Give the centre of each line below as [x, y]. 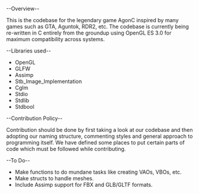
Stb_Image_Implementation [48, 81]
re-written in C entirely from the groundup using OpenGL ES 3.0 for [89, 33]
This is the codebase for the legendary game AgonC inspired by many [93, 20]
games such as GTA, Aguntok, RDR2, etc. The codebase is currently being [98, 27]
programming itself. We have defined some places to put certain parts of [96, 142]
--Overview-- [23, 9]
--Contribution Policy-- [34, 118]
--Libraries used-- [29, 51]
